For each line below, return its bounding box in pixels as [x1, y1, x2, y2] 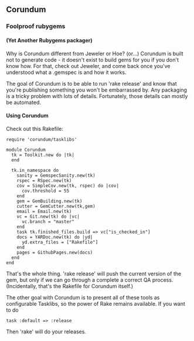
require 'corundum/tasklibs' [6, 136, 77, 143]
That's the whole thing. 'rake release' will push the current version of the [6, 270, 182, 277]
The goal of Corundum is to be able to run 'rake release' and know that [6, 80, 177, 87]
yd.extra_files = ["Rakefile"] [21, 239, 98, 245]
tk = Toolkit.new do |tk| [11, 152, 75, 158]
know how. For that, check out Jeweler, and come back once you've [6, 62, 171, 69]
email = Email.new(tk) [16, 208, 72, 214]
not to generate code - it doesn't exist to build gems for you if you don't [6, 56, 179, 63]
